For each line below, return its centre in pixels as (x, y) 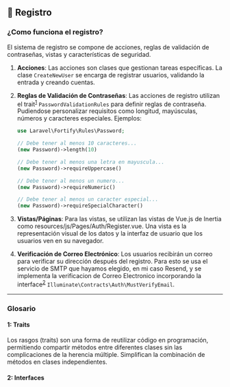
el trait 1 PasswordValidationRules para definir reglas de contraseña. (112, 103)
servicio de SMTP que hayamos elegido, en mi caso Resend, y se (109, 269)
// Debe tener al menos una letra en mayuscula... (91, 162)
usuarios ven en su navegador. (60, 241)
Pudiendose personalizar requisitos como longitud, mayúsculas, (107, 111)
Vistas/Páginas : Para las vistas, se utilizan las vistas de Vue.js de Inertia (119, 219)
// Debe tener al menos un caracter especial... (88, 199)
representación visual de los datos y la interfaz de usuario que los (110, 234)
